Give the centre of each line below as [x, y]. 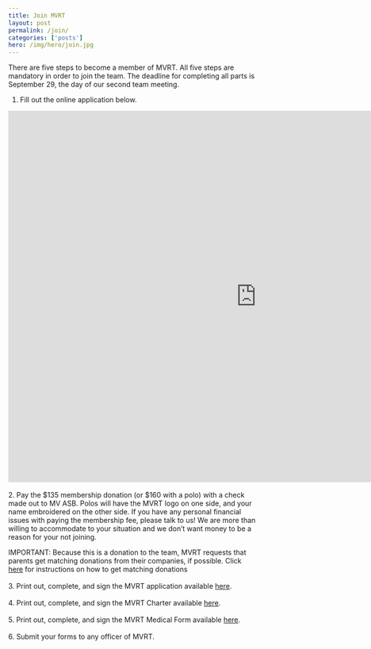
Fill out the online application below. [78, 100]
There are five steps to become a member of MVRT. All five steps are [121, 67]
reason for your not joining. [52, 537]
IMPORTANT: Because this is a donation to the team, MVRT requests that [127, 552]
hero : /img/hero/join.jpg [51, 45]
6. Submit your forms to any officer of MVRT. [81, 637]
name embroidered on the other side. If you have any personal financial [125, 512]
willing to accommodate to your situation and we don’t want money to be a [130, 529]
